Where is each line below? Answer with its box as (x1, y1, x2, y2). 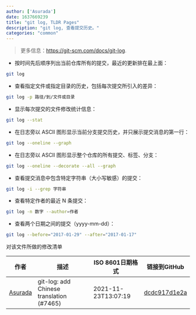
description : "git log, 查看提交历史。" (6, 25, 100, 31)
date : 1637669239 (6, 14, 48, 20)
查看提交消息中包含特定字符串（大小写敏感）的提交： (14, 174, 143, 181)
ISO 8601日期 (93, 258, 132, 266)
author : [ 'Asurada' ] (6, 8, 57, 15)
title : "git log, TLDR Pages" (6, 19, 80, 25)
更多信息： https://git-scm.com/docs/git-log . (20, 47, 127, 54)
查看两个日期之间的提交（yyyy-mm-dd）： (14, 220, 116, 227)
